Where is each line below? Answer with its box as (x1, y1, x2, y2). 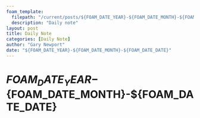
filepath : (11, 14, 36, 20)
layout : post (6, 25, 39, 31)
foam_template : (6, 8, 44, 15)
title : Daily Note (6, 31, 52, 37)
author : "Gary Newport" (6, 42, 65, 48)
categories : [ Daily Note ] (6, 36, 70, 42)
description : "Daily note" (11, 20, 79, 25)
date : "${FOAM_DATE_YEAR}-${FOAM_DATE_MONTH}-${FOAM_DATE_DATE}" (6, 47, 171, 53)
